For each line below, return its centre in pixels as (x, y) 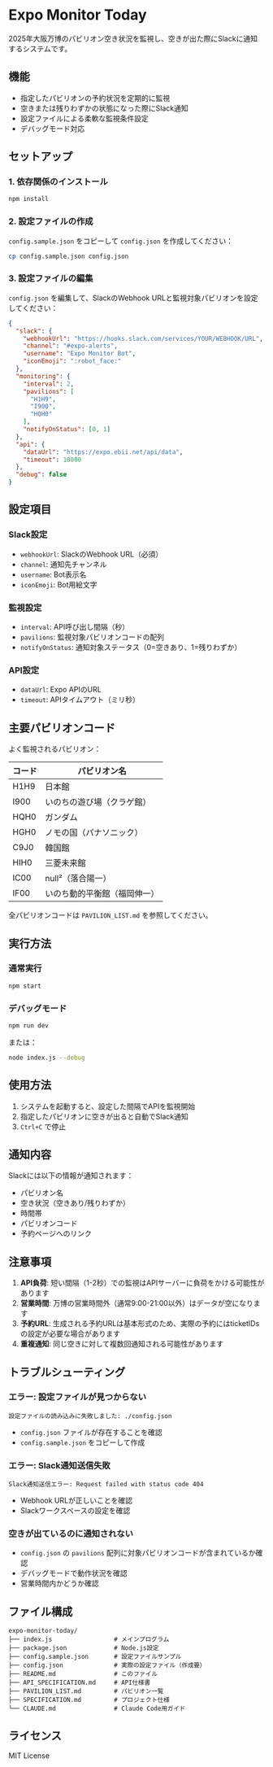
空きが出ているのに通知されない (71, 1534)
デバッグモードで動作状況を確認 (74, 1573)
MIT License (29, 1756)
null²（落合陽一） (78, 879)
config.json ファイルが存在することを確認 (91, 1432)
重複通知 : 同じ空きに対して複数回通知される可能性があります (122, 1344)
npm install (28, 199)
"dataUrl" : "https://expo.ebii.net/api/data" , (103, 452)
